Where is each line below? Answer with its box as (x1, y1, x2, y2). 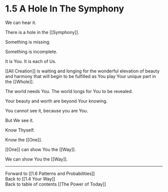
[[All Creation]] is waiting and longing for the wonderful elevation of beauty (5, 68, 160, 74)
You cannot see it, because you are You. (5, 107, 88, 113)
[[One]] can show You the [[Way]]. (5, 146, 76, 152)
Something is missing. (5, 38, 51, 45)
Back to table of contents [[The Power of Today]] (5, 181, 106, 187)
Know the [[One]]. (5, 136, 42, 142)
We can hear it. (5, 19, 36, 25)
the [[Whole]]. (5, 78, 34, 84)
